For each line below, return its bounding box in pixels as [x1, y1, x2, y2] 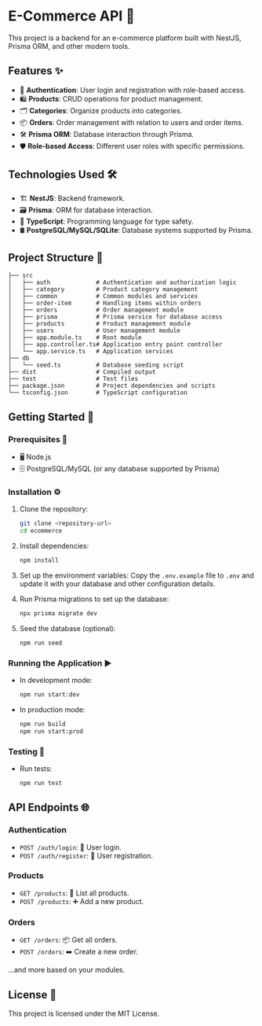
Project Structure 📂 [8, 251, 104, 264]
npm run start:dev [19, 691, 80, 699]
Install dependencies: [19, 541, 89, 551]
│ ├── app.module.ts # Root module [8, 334, 143, 341]
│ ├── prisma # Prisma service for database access [8, 313, 223, 321]
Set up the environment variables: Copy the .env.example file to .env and [19, 570, 255, 580]
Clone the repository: [19, 504, 89, 514]
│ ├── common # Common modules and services [8, 293, 198, 301]
